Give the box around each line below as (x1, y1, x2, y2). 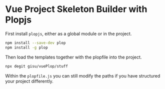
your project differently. (5, 78, 53, 84)
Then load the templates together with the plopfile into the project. (5, 54, 142, 60)
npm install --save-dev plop (5, 40, 66, 45)
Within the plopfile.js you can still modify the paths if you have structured (5, 72, 160, 78)
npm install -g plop (5, 45, 48, 50)
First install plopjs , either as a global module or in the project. (5, 30, 132, 36)
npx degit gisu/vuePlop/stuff (5, 63, 68, 68)
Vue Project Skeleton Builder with (5, 3, 147, 15)
